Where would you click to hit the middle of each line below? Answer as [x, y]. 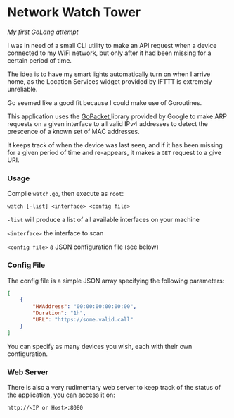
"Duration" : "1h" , [59, 313]
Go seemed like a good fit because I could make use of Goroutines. [105, 102]
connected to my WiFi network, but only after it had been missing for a [109, 53]
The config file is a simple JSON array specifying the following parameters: [116, 281]
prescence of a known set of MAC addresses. [73, 131]
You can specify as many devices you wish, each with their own [100, 346]
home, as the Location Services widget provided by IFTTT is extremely [110, 81]
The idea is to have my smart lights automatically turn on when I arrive [109, 74]
